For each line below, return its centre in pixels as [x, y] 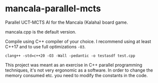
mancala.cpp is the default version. [41, 32]
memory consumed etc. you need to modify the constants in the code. [77, 75]
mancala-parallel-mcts [53, 9]
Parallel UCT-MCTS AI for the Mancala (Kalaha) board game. [67, 22]
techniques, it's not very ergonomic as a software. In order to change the [79, 70]
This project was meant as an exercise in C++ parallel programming [74, 65]
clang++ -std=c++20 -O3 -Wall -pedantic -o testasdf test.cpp [70, 56]
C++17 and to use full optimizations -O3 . [46, 46]
